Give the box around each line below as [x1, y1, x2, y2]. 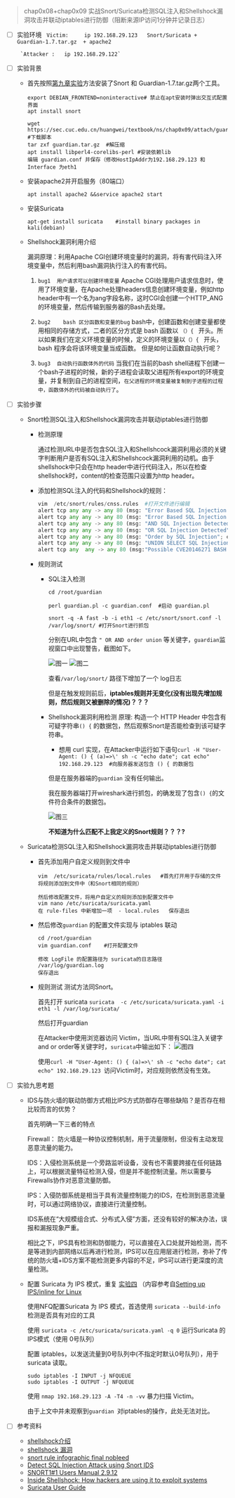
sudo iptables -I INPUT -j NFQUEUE [27, 1373, 131, 1380]
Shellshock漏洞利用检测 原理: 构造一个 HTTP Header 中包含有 [48, 713, 227, 722]
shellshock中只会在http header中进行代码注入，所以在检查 [37, 463, 208, 471]
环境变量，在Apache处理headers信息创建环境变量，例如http [50, 285, 224, 294]
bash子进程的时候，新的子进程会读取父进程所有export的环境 [43, 368, 219, 376]
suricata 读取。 [27, 1359, 72, 1367]
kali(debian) [27, 224, 66, 231]
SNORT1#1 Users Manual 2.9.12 [27, 1468, 118, 1477]
